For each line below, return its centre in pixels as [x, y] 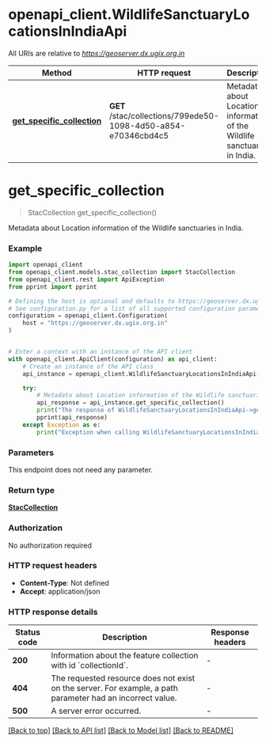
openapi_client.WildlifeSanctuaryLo [129, 15]
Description [125, 637]
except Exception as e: [62, 425]
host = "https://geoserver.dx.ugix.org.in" [95, 323]
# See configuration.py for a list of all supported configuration [122, 309]
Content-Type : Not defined [64, 582]
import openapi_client [46, 265]
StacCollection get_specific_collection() [92, 212]
